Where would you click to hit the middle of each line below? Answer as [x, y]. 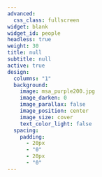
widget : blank [28, 26]
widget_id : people [34, 33]
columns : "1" [32, 78]
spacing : [26, 130]
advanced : [22, 14]
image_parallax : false [53, 105]
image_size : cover [46, 117]
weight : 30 [23, 46]
